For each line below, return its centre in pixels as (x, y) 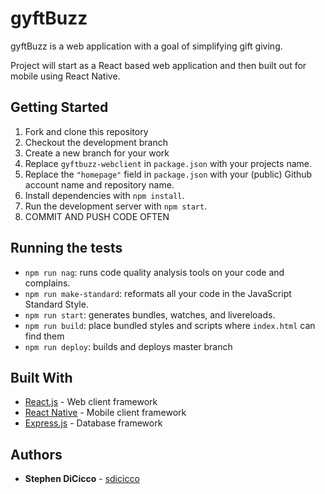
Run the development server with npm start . (116, 206)
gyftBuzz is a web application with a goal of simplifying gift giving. (146, 46)
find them (44, 336)
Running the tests (66, 248)
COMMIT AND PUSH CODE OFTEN (97, 216)
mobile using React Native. (65, 76)
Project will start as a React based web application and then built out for (158, 65)
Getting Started (59, 107)
